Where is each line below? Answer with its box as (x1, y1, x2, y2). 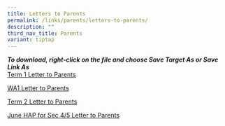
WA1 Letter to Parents (7, 84, 70, 92)
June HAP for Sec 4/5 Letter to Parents (7, 111, 120, 120)
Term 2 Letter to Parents (7, 97, 78, 106)
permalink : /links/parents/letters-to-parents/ (7, 17, 149, 24)
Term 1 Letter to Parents (7, 71, 76, 79)
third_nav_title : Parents (7, 29, 82, 37)
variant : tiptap (7, 36, 55, 43)
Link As (7, 63, 29, 71)
